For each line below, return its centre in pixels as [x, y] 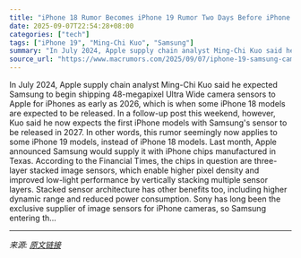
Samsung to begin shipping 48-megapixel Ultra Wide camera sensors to [142, 94]
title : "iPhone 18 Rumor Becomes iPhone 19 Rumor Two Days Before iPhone [150, 17]
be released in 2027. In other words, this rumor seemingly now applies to [143, 132]
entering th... [33, 218]
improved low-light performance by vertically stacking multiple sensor [139, 180]
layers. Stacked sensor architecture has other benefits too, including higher [148, 189]
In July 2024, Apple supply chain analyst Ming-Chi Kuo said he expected [143, 85]
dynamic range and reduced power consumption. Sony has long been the [145, 199]
